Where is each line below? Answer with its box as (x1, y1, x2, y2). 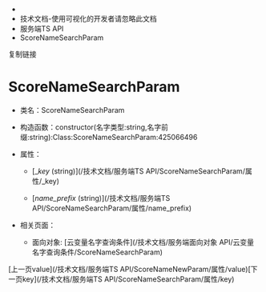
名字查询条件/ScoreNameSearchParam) (31, 247, 163, 257)
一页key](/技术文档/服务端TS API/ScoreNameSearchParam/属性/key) (8, 274, 235, 284)
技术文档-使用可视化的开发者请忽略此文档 (19, 14, 158, 23)
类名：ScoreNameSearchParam (19, 105, 125, 114)
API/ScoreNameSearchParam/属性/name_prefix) (31, 203, 192, 213)
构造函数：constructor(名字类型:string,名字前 (19, 122, 168, 132)
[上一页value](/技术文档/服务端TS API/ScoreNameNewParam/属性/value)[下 (8, 264, 258, 274)
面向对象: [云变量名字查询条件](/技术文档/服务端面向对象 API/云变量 (31, 237, 255, 246)
